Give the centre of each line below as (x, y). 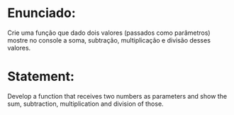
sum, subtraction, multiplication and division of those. (86, 104)
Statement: (41, 77)
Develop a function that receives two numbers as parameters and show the (117, 96)
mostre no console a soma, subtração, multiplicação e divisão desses (109, 40)
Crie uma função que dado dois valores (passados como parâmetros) (109, 33)
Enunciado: (41, 13)
